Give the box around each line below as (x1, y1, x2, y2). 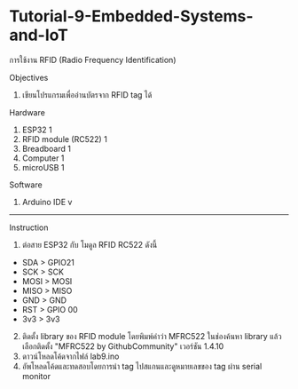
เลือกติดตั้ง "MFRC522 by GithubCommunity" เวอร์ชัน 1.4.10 (21, 340, 224, 352)
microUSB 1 (21, 162, 65, 172)
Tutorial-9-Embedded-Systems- (9, 6, 255, 27)
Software (9, 179, 43, 190)
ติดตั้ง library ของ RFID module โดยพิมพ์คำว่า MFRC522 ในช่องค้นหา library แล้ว (21, 330, 282, 341)
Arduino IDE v (21, 196, 73, 207)
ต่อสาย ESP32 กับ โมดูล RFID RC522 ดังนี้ (21, 239, 158, 250)
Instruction (9, 222, 49, 233)
